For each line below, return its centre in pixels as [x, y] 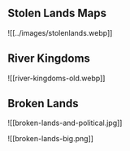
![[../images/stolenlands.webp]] [60, 32]
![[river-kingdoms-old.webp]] [56, 78]
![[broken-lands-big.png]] [51, 139]
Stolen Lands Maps [57, 13]
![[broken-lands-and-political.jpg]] [65, 123]
